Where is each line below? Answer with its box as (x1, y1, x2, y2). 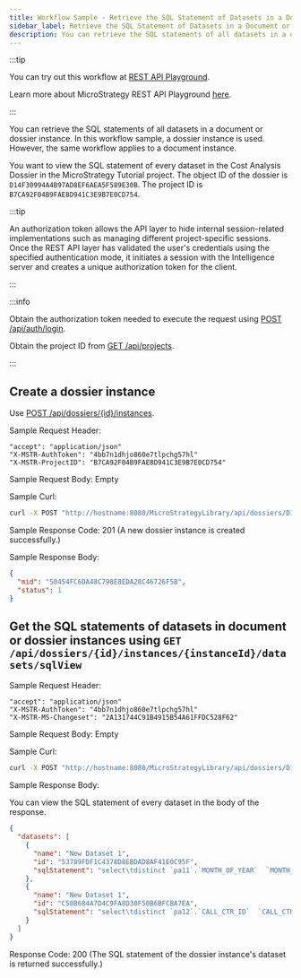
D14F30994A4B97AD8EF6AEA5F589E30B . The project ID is (9, 179, 203, 190)
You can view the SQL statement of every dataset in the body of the (9, 797, 260, 808)
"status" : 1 (17, 585, 63, 594)
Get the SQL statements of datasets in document (9, 619, 287, 634)
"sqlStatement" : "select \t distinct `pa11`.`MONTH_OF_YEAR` (32, 866, 258, 875)
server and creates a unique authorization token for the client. (9, 262, 237, 273)
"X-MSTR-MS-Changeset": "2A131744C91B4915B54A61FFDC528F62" (9, 714, 239, 723)
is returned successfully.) (9, 958, 103, 969)
